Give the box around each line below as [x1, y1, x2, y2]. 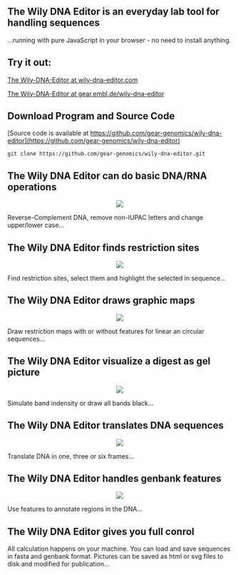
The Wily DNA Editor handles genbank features [7, 472, 222, 484]
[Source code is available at [7, 129, 89, 138]
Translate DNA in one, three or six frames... [7, 451, 134, 460]
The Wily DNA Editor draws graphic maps [7, 294, 195, 306]
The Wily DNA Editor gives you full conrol [7, 525, 195, 538]
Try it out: [7, 56, 52, 69]
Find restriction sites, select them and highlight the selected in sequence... [7, 274, 226, 283]
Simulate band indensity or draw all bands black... [7, 399, 154, 407]
